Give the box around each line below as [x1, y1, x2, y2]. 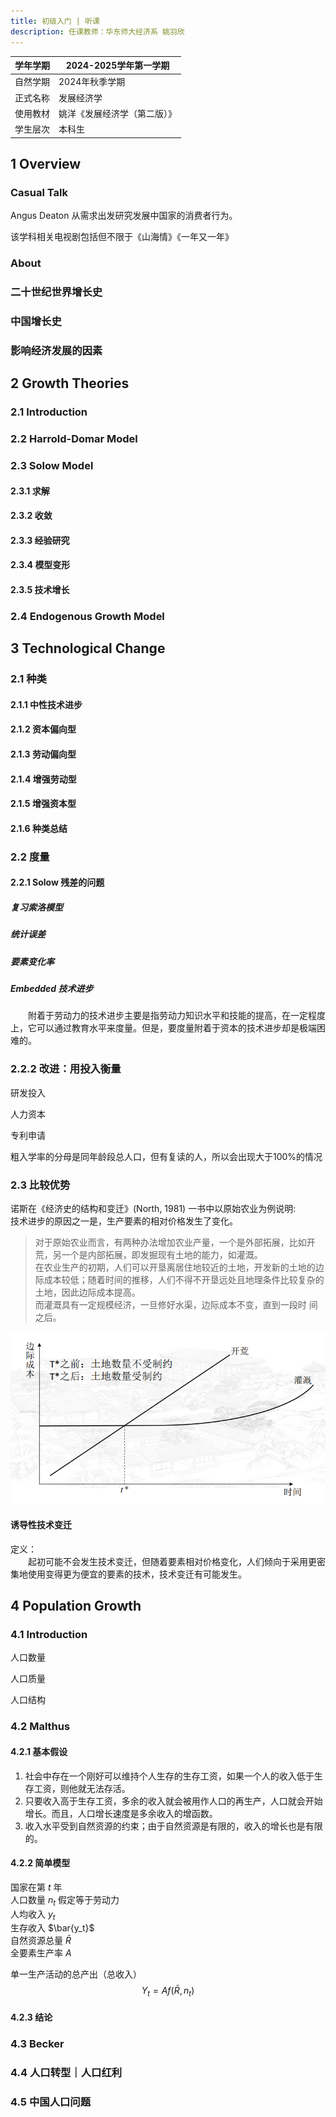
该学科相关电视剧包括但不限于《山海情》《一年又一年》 [10, 231, 234, 243]
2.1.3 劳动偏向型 [10, 748, 77, 760]
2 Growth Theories [10, 375, 130, 392]
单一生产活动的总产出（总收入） [10, 1968, 142, 1980]
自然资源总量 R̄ [10, 1935, 72, 1947]
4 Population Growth [10, 1598, 142, 1615]
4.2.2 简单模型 [10, 1857, 71, 1869]
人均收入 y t [10, 1908, 56, 1922]
